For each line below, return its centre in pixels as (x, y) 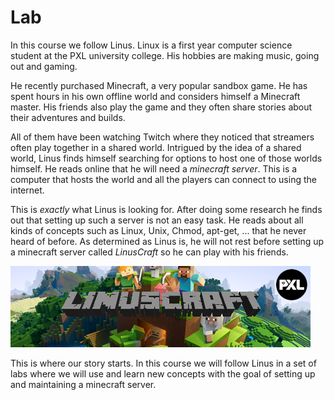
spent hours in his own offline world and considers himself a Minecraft (155, 96)
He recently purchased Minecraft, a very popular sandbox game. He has (159, 85)
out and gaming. (44, 66)
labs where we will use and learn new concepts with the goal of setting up (163, 373)
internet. (27, 190)
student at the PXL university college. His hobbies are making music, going (165, 55)
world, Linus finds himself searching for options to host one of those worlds (166, 158)
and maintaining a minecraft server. (83, 384)
